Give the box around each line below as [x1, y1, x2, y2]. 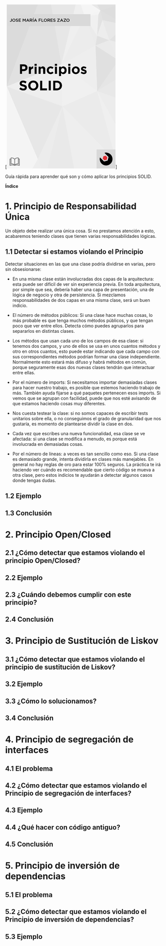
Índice [5, 183, 18, 189]
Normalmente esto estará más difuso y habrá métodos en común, [12, 359, 147, 365]
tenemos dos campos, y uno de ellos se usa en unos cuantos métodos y [12, 343, 161, 349]
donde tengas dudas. [12, 477, 56, 483]
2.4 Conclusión [5, 615, 54, 624]
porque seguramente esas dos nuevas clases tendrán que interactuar [12, 364, 155, 370]
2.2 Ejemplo [5, 573, 43, 582]
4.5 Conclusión [5, 840, 54, 849]
